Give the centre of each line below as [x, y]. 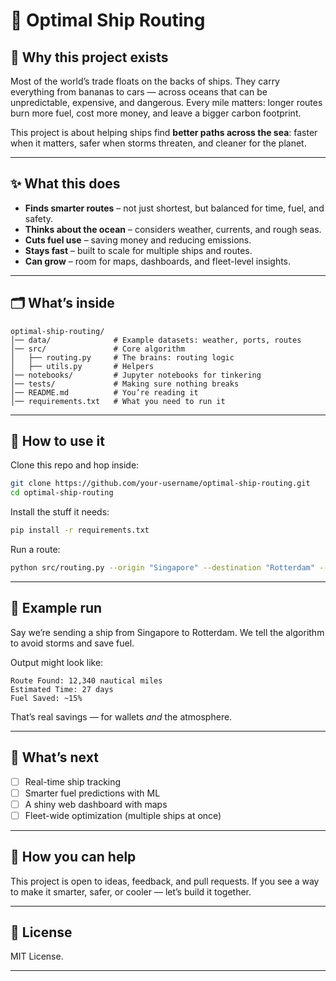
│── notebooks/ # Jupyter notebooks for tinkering [136, 375]
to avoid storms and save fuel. [72, 643]
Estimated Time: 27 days [62, 689]
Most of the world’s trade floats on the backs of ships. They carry [145, 81]
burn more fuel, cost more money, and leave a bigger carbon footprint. [156, 113]
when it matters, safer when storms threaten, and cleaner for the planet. [158, 143]
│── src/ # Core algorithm [98, 349]
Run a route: [35, 550]
